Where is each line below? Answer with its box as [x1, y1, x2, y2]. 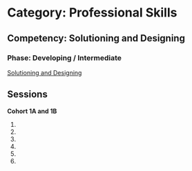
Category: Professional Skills [7, 5, 177, 21]
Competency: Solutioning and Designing [7, 32, 185, 44]
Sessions [7, 88, 48, 101]
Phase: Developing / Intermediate [7, 53, 122, 63]
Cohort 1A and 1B [7, 107, 57, 115]
